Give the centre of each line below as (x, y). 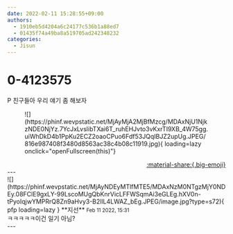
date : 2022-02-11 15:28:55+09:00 (55, 14)
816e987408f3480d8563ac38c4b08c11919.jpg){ (94, 144)
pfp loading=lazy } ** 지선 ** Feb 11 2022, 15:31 (68, 210)
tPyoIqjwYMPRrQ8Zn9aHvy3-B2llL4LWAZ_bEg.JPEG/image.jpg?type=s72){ (116, 201)
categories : (24, 40)
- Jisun (25, 46)
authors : (20, 20)
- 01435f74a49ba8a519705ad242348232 (66, 33)
